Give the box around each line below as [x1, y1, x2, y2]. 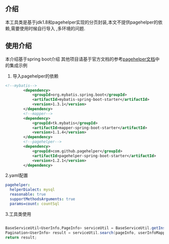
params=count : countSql [10, 201, 59, 206]
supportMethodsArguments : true [10, 197, 75, 202]
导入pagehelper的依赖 [12, 73, 59, 79]
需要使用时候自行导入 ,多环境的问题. [11, 25, 86, 31]
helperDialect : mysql [10, 187, 55, 193]
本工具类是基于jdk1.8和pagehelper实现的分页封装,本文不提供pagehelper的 [5, 19, 158, 25]
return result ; [5, 235, 37, 240]
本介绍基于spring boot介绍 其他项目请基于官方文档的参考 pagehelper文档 [5, 56, 155, 62]
